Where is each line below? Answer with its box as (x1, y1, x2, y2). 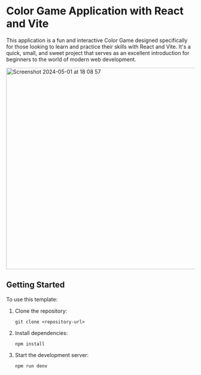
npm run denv (14, 363, 48, 369)
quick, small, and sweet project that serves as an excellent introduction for (6, 49, 190, 56)
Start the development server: (14, 351, 89, 358)
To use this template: (6, 295, 58, 303)
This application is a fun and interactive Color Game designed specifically (6, 36, 188, 44)
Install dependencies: (14, 329, 68, 336)
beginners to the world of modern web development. (6, 56, 136, 63)
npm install (14, 341, 45, 347)
